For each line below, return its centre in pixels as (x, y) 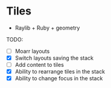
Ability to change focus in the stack (59, 78)
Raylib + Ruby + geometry (47, 28)
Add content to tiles (40, 65)
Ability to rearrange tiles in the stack (60, 72)
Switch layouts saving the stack (54, 58)
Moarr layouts (32, 51)
